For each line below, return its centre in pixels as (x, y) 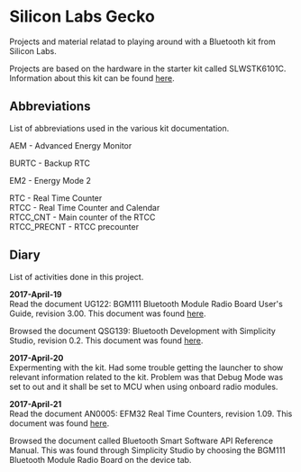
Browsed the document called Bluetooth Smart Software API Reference (141, 440)
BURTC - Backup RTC (50, 163)
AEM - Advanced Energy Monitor (71, 145)
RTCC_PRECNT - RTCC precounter (74, 226)
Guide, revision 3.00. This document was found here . (108, 313)
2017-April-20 (36, 358)
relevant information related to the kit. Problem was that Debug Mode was (146, 377)
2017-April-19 (36, 294)
